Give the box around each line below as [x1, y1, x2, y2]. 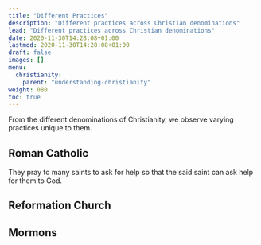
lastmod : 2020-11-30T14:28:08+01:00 [8, 41, 130, 49]
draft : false [8, 49, 52, 56]
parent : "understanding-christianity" [22, 78, 151, 86]
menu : [8, 64, 26, 72]
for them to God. [8, 176, 62, 185]
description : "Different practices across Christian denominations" [8, 19, 240, 27]
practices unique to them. [8, 123, 93, 133]
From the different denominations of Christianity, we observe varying [8, 115, 235, 124]
